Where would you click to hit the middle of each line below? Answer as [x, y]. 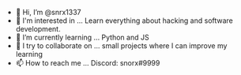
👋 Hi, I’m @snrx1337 [48, 12]
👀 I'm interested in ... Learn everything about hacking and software [124, 21]
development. [38, 29]
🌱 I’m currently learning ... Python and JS [82, 37]
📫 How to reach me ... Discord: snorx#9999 [88, 63]
